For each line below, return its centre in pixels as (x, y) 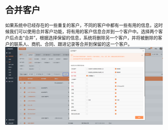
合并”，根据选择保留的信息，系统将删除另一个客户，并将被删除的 (91, 38)
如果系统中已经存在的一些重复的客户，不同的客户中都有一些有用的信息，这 (82, 25)
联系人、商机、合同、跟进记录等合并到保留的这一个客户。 (73, 44)
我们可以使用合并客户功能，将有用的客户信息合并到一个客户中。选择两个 (84, 31)
